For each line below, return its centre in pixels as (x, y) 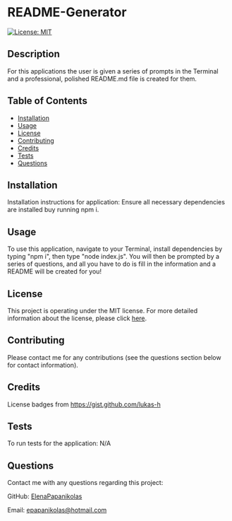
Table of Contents (48, 101)
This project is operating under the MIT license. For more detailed (103, 311)
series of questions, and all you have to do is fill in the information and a (112, 264)
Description (33, 54)
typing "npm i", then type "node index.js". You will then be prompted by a (114, 257)
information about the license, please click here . (77, 318)
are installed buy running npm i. (53, 210)
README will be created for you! (55, 271)
